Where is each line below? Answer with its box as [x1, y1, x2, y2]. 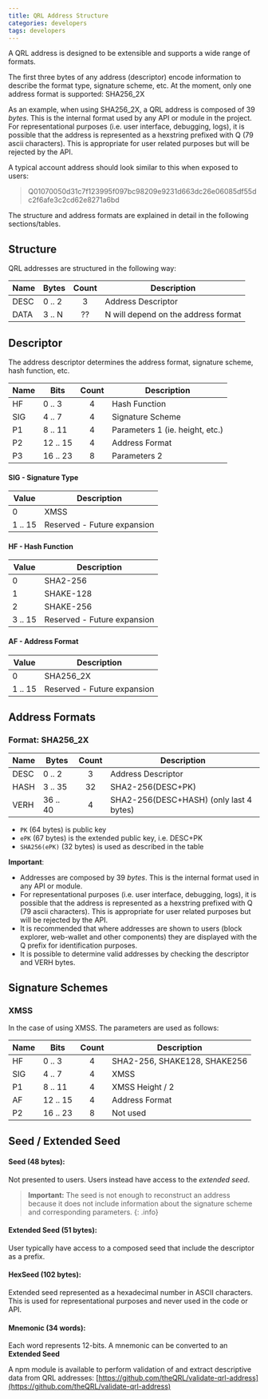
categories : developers [8, 19, 88, 27]
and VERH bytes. [19, 958, 76, 968]
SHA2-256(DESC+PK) [110, 781, 197, 793]
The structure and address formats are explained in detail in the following [8, 211, 249, 221]
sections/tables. [8, 219, 61, 229]
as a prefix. [8, 1251, 45, 1261]
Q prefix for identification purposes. [19, 940, 138, 951]
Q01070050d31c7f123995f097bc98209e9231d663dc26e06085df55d [27, 187, 257, 197]
